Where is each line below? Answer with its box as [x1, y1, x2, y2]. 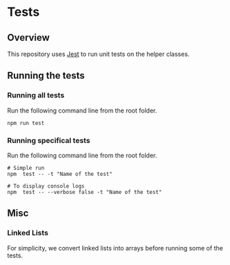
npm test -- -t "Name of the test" [7, 170, 113, 177]
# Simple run [7, 164, 45, 171]
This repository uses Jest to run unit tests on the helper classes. [7, 50, 190, 58]
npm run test [7, 119, 45, 126]
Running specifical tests [7, 135, 90, 145]
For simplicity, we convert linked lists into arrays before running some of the [7, 244, 223, 252]
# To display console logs [7, 182, 85, 190]
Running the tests [7, 70, 85, 81]
